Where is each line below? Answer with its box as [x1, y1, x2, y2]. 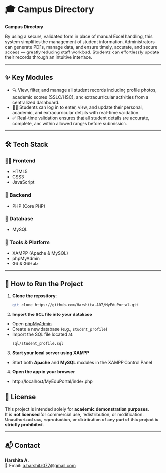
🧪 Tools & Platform [5, 239, 50, 246]
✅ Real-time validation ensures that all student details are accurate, [12, 115, 150, 121]
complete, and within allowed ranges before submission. [12, 120, 127, 126]
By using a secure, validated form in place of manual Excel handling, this [5, 33, 153, 39]
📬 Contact [5, 441, 40, 450]
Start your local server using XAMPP [12, 350, 89, 356]
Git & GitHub [12, 261, 38, 266]
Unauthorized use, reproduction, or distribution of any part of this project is [5, 417, 159, 422]
